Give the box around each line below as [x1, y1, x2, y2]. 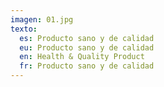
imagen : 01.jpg [10, 14, 74, 25]
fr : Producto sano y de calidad [19, 61, 155, 71]
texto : [10, 24, 38, 34]
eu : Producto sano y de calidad [19, 42, 155, 53]
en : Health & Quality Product [19, 52, 145, 62]
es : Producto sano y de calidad [19, 33, 155, 43]
